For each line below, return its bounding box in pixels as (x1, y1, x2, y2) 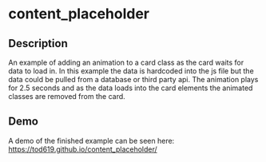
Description (8, 37, 68, 50)
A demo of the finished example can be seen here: (8, 136, 175, 145)
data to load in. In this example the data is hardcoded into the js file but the (8, 66, 254, 76)
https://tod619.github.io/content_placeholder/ (8, 144, 157, 154)
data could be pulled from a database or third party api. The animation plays (8, 75, 259, 84)
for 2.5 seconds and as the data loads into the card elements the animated (8, 83, 253, 93)
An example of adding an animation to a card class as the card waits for (8, 57, 244, 67)
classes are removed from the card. (8, 92, 125, 101)
